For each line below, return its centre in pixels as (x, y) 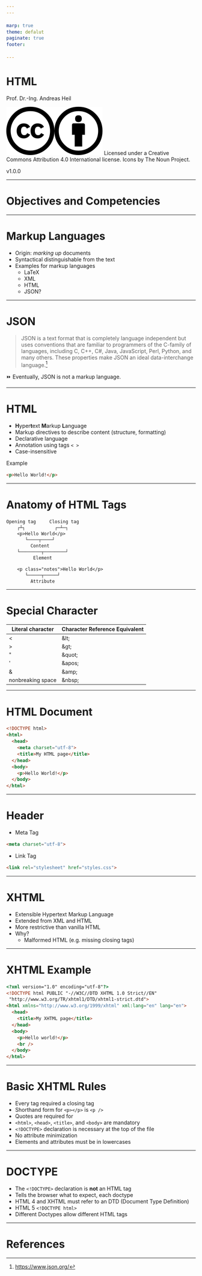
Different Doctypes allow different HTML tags (71, 1214)
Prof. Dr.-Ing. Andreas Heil (39, 98)
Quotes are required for (44, 1116)
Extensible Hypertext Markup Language (64, 914)
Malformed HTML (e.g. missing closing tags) (79, 940)
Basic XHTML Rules (56, 1087)
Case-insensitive (36, 451)
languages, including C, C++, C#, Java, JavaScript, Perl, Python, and (106, 351)
